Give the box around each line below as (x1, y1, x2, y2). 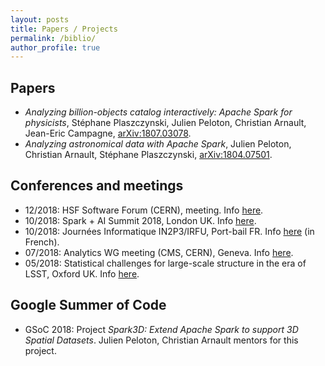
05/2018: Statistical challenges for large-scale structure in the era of (24, 257, 307, 269)
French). (24, 236, 60, 248)
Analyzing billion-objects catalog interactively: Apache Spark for (24, 106, 293, 118)
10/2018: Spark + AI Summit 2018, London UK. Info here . (24, 214, 257, 226)
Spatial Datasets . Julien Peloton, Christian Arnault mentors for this (24, 334, 299, 346)
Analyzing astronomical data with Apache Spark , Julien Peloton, (24, 138, 292, 150)
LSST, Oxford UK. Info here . (24, 267, 140, 280)
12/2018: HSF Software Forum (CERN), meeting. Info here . (24, 204, 264, 216)
